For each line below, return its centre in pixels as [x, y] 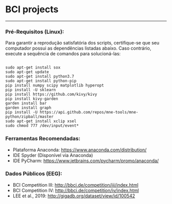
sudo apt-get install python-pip [41, 81]
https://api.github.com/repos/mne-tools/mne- [89, 112]
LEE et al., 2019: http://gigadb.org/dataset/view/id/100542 [74, 196]
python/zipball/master [29, 117]
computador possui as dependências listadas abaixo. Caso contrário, [78, 48]
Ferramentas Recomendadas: [43, 139]
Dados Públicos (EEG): [34, 174]
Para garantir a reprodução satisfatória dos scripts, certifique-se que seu [82, 43]
